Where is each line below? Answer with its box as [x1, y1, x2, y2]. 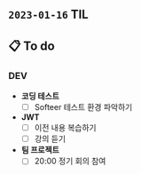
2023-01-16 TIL [8, 7, 90, 22]
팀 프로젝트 [20, 145, 59, 155]
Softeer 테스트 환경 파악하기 [34, 102, 133, 113]
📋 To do [8, 38, 55, 53]
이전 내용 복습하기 [34, 123, 97, 133]
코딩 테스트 [20, 91, 59, 101]
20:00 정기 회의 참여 [34, 155, 106, 167]
